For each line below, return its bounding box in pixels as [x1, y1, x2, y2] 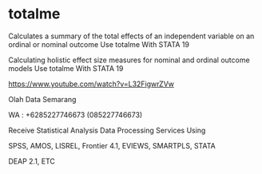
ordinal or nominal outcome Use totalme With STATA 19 [8, 39, 190, 49]
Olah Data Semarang [8, 94, 77, 104]
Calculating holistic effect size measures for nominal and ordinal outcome [8, 55, 250, 65]
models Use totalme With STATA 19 [8, 63, 124, 73]
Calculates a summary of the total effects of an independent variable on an [8, 31, 255, 41]
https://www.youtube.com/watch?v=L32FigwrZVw [8, 79, 174, 89]
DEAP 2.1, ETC [8, 156, 56, 166]
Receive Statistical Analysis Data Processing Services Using [8, 125, 206, 135]
